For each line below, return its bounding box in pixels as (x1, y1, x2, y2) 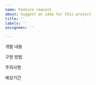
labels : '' (5, 21, 28, 26)
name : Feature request (5, 7, 52, 12)
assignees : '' (5, 25, 34, 30)
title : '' (5, 16, 26, 21)
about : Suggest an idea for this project (5, 12, 92, 17)
